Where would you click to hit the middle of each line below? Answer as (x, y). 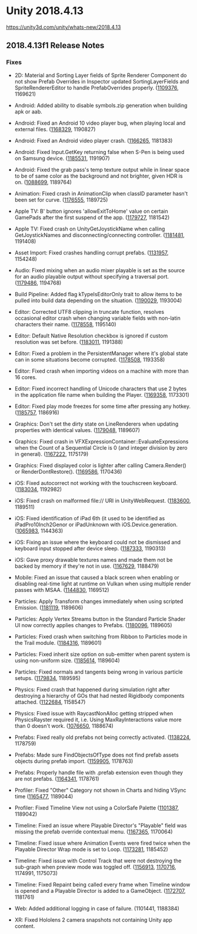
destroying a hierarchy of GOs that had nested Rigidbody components (99, 695)
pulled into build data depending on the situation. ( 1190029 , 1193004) (98, 300)
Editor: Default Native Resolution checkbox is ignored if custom (91, 336)
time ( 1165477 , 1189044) (44, 796)
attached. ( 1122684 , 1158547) (50, 702)
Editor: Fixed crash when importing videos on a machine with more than (102, 371)
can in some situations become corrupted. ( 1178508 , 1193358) (90, 359)
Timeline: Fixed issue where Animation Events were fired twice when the (102, 843)
